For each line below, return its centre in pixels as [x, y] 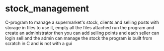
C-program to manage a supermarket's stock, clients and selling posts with [82, 22]
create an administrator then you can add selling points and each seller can [82, 33]
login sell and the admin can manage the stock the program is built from [79, 38]
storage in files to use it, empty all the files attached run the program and [80, 27]
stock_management [47, 9]
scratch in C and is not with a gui [39, 43]
